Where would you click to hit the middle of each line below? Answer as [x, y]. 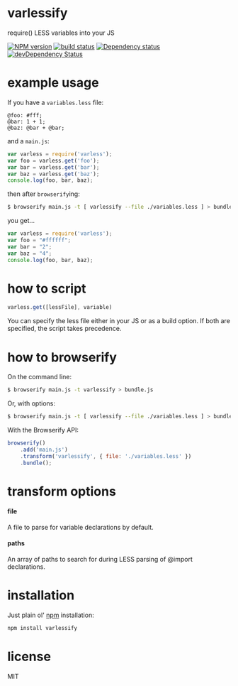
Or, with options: [31, 403]
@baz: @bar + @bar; [36, 128]
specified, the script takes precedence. [64, 329]
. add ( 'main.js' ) [44, 450]
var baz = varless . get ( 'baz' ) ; [53, 174]
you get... [21, 221]
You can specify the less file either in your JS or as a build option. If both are [119, 321]
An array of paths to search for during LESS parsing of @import [100, 560]
